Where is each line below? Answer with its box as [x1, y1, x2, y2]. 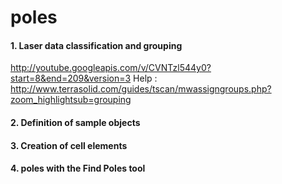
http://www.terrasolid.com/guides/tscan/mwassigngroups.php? [10, 83, 272, 95]
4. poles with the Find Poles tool [10, 162, 146, 175]
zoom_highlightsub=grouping [10, 94, 132, 106]
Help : [133, 72, 158, 85]
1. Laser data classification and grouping [10, 39, 183, 51]
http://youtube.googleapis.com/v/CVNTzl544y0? [10, 62, 212, 74]
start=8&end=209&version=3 [10, 72, 132, 85]
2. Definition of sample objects [10, 116, 141, 128]
